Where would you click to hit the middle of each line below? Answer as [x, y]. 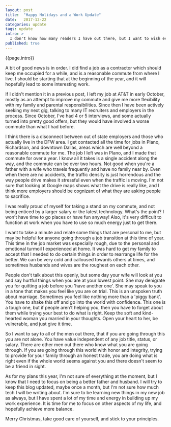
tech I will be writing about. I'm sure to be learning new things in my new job [85, 392]
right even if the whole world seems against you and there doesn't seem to [84, 361]
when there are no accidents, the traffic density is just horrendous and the [83, 174]
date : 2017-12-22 [26, 19]
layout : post [19, 10]
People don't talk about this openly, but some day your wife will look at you [84, 275]
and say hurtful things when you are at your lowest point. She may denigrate [85, 280]
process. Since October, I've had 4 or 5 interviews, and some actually [78, 116]
